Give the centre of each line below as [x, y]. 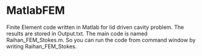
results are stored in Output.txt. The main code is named [77, 33]
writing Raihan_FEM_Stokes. [42, 46]
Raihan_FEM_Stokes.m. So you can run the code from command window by [101, 40]
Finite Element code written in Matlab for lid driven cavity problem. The [95, 27]
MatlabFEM [36, 11]
